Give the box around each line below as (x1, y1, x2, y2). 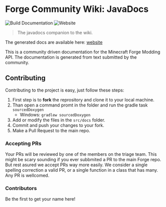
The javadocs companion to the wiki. (17, 29, 93, 35)
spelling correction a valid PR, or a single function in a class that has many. (5, 167, 158, 173)
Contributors (5, 185, 37, 192)
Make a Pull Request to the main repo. (12, 127, 90, 133)
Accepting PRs (5, 140, 42, 147)
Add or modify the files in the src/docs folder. (12, 117, 105, 123)
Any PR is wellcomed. (5, 173, 50, 179)
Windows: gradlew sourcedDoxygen (19, 111, 91, 117)
